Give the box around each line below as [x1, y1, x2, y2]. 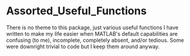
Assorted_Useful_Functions [6, 4, 147, 18]
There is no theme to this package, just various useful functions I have [6, 24, 179, 31]
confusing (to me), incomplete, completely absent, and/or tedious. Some [6, 36, 185, 43]
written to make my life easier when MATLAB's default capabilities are [6, 30, 178, 37]
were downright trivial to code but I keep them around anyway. [6, 43, 160, 50]
